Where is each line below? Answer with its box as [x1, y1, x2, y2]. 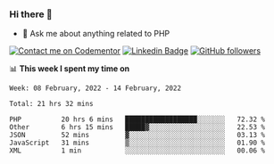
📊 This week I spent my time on [9, 63, 130, 74]
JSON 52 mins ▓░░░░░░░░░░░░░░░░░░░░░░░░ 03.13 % [9, 131, 266, 140]
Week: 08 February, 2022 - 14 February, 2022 [9, 84, 181, 93]
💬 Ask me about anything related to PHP [21, 29, 170, 39]
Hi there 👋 [9, 8, 54, 20]
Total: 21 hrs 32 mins [9, 100, 94, 109]
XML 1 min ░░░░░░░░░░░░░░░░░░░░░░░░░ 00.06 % [9, 146, 266, 155]
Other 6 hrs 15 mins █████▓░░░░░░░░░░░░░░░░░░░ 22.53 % [9, 123, 266, 132]
